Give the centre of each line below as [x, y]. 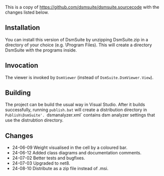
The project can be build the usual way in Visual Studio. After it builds [75, 105]
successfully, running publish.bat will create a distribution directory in [76, 110]
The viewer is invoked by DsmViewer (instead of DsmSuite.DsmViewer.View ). [79, 77]
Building [18, 93]
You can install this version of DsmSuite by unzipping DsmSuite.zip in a [77, 39]
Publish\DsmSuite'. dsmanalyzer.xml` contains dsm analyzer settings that [80, 115]
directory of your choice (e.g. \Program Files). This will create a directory [79, 45]
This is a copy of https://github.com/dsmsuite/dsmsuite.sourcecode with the [82, 7]
